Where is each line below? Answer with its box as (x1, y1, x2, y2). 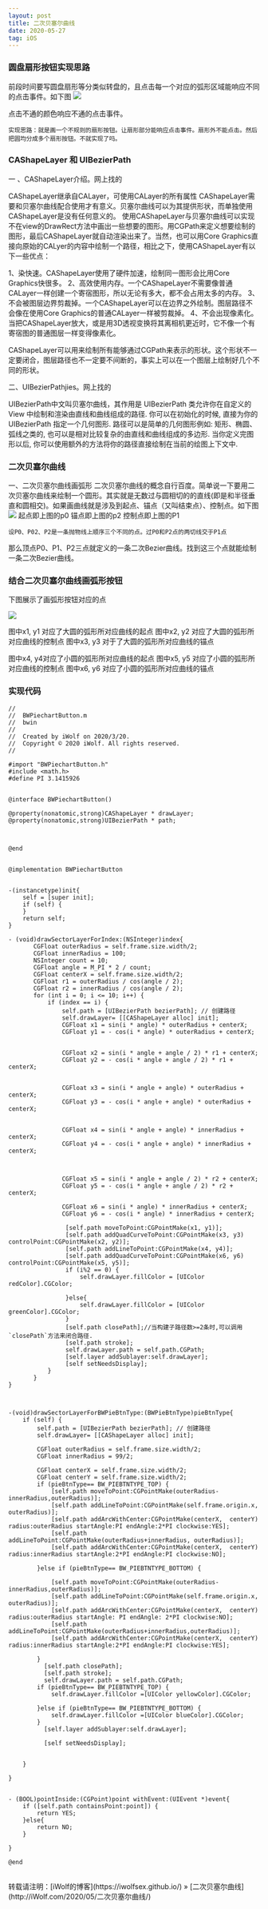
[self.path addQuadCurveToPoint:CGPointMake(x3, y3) (65, 1231, 245, 1239)
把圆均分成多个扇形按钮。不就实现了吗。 (8, 134, 121, 142)
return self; (22, 914, 66, 922)
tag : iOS (8, 34, 37, 42)
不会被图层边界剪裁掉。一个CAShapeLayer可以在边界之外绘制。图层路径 (8, 298, 246, 308)
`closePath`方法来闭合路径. (8, 1332, 93, 1340)
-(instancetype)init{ (8, 886, 81, 894)
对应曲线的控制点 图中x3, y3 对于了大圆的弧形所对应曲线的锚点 (8, 637, 215, 646)
